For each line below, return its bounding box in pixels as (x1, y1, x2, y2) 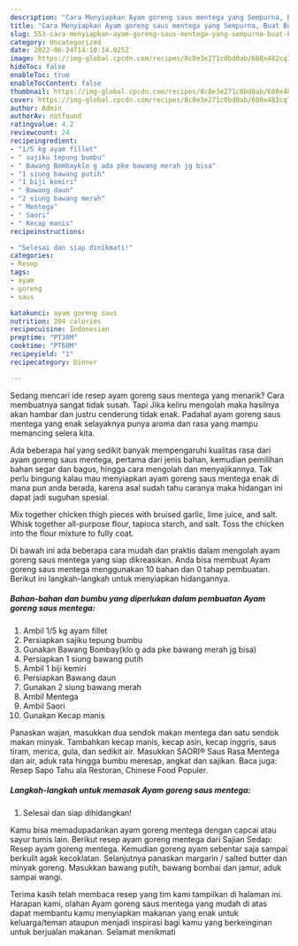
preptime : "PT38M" (10, 333, 78, 342)
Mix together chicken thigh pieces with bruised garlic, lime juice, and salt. (10, 508, 278, 519)
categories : (10, 252, 54, 260)
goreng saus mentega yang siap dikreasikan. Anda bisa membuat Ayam (10, 554, 271, 565)
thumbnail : (10, 87, 50, 96)
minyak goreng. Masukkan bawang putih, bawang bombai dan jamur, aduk (10, 862, 282, 872)
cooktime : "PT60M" (10, 342, 78, 351)
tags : (10, 268, 30, 277)
